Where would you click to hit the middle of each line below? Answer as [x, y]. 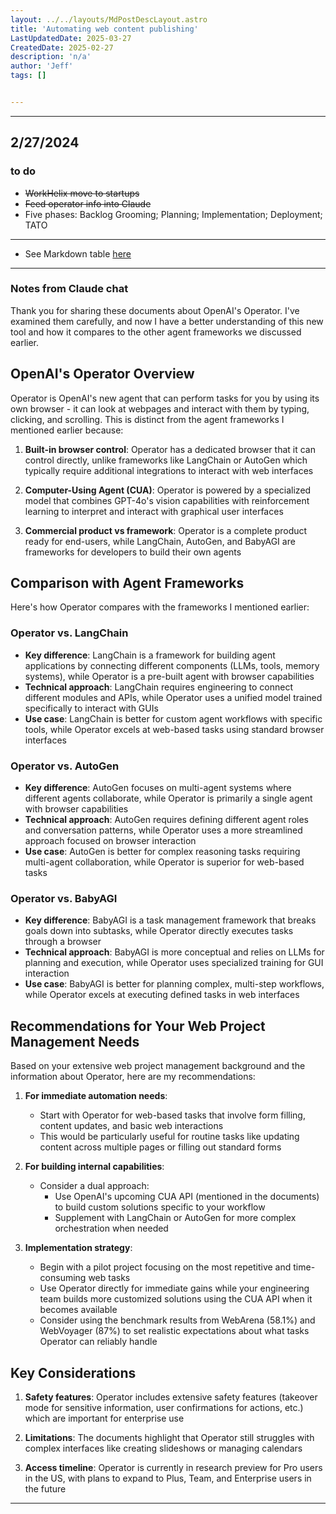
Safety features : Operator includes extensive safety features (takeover [171, 1397]
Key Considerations [73, 1372]
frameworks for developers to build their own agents [133, 552]
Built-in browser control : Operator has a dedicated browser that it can [170, 449]
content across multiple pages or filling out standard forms [160, 1147]
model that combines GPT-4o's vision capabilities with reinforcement [167, 500]
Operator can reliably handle [98, 1342]
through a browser [63, 942]
